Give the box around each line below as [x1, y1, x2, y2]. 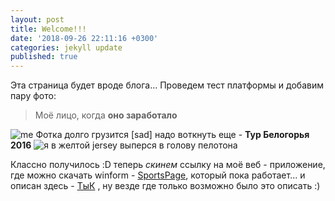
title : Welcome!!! [10, 24, 87, 34]
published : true [10, 52, 78, 62]
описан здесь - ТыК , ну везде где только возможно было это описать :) [10, 180, 321, 192]
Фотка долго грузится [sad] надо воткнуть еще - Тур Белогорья [35, 129, 310, 141]
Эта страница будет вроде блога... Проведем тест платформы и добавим [10, 79, 324, 91]
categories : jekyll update [10, 42, 123, 53]
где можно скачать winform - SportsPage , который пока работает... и [10, 169, 306, 181]
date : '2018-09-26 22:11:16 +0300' [10, 33, 159, 43]
